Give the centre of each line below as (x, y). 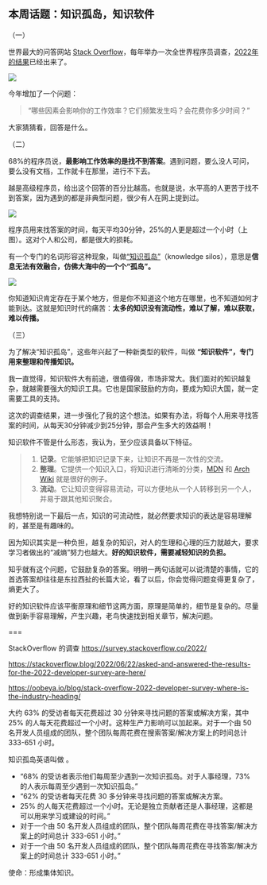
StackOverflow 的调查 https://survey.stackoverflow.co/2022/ (108, 648)
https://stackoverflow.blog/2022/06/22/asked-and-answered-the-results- (130, 664)
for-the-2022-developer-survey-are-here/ (77, 672)
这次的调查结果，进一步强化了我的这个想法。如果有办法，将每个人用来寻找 (130, 415)
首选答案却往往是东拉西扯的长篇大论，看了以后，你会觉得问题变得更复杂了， (133, 579)
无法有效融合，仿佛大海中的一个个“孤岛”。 (85, 266)
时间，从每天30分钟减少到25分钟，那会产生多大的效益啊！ (118, 425)
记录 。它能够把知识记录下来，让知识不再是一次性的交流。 (133, 458)
